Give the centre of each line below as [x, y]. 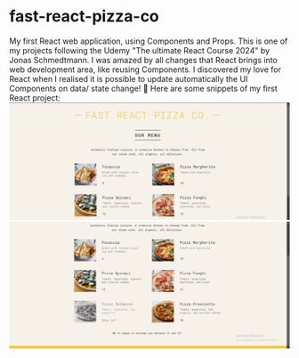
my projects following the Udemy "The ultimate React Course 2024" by [139, 50]
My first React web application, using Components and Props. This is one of [149, 41]
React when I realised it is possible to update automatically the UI [129, 78]
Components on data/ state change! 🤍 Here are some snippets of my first [143, 88]
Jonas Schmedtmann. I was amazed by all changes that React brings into [143, 60]
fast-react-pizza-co [85, 16]
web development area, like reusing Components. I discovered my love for [145, 69]
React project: [35, 98]
